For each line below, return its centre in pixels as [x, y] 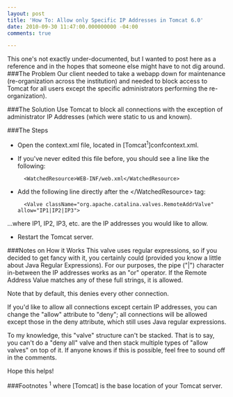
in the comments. [32, 357]
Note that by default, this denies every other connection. [88, 293]
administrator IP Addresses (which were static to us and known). [100, 117]
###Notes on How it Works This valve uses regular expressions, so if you [112, 250]
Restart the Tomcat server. [55, 237]
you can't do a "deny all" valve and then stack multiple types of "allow [108, 343]
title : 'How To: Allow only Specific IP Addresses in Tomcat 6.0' [105, 20]
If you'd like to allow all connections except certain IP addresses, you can [112, 306]
